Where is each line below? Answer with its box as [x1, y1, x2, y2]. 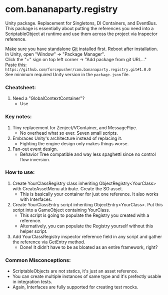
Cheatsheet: [5, 84, 36, 91]
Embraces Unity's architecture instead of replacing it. [12, 135, 122, 141]
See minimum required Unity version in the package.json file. [5, 71, 130, 77]
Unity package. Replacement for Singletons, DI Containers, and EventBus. [5, 20, 157, 26]
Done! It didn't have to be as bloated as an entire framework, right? [19, 244, 158, 250]
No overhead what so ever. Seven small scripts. [19, 130, 118, 136]
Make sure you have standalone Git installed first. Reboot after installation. [5, 46, 158, 52]
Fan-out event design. [12, 146, 58, 152]
